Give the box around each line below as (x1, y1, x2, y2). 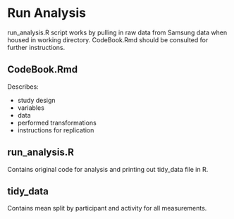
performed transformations (17, 118, 97, 127)
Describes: (7, 82, 39, 91)
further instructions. (7, 43, 66, 51)
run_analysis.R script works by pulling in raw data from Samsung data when (7, 28, 228, 37)
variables (17, 104, 44, 112)
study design (17, 96, 56, 104)
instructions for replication (17, 125, 94, 134)
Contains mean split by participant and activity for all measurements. (7, 204, 207, 213)
